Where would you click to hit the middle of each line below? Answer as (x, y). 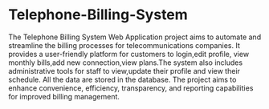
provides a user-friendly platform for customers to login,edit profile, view (129, 54)
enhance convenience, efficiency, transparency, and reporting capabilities (131, 88)
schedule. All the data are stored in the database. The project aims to (122, 79)
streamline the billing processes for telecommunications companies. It (124, 45)
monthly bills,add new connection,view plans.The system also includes (126, 63)
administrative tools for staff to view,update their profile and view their (124, 71)
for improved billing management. (64, 96)
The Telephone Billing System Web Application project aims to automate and (135, 37)
